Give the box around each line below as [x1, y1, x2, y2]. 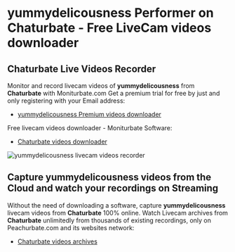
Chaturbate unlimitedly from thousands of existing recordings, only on [7, 216, 212, 225]
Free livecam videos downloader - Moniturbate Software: [7, 124, 173, 132]
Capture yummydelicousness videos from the [7, 171, 212, 184]
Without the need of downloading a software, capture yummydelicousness [7, 201, 226, 209]
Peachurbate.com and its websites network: [7, 223, 135, 232]
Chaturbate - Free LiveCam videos [7, 20, 212, 36]
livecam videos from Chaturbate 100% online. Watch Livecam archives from [7, 208, 228, 217]
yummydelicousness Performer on [7, 5, 214, 21]
